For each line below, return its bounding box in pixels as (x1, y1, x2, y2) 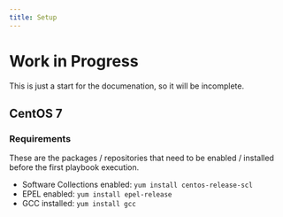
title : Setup (9, 12, 57, 22)
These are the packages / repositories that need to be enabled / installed (9, 152, 274, 164)
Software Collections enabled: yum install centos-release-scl (21, 179, 254, 190)
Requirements (9, 132, 72, 144)
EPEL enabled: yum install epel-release (21, 189, 172, 199)
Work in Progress (9, 50, 139, 71)
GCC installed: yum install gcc (21, 198, 137, 209)
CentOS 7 (9, 105, 63, 120)
